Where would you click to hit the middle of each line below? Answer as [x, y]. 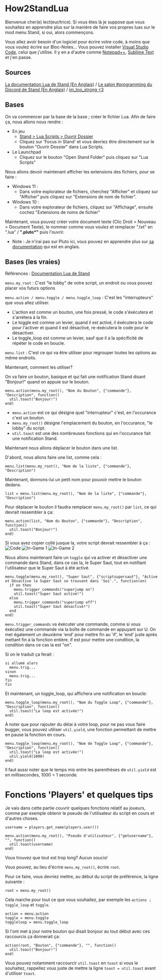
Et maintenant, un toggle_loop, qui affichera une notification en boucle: [76, 694]
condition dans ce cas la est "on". [39, 645]
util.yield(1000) [27, 756]
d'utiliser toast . [20, 973]
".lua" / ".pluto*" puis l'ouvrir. [35, 232]
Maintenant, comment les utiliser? [39, 367]
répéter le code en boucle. [39, 343]
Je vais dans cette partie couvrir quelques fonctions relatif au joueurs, [75, 808]
